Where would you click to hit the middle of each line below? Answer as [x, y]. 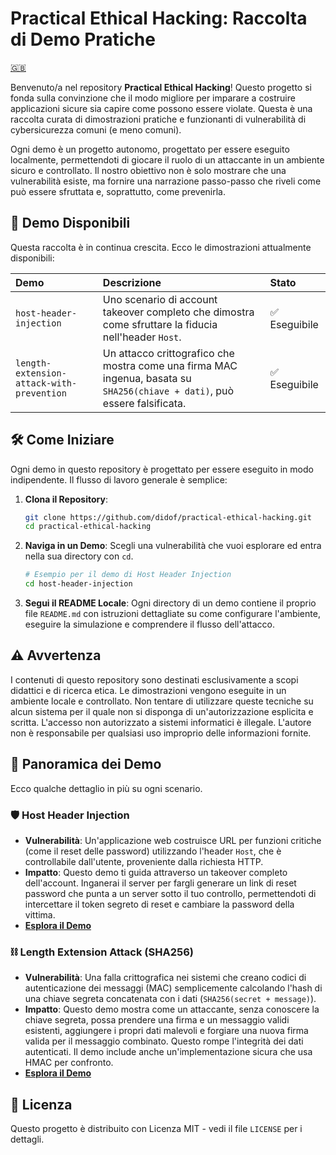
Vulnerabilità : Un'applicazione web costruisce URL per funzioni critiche [173, 840]
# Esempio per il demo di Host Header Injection [128, 575]
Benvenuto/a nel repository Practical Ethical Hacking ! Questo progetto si [161, 87]
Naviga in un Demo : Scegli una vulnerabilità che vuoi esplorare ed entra [173, 546]
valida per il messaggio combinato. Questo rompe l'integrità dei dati [164, 1041]
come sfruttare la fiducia [160, 324]
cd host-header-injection [78, 584]
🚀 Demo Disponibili [70, 223]
